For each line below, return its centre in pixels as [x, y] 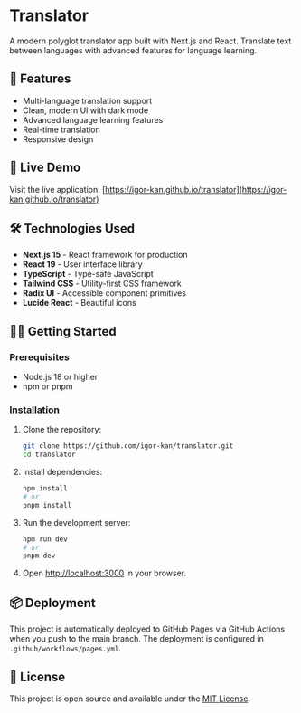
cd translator [49, 455]
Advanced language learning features [93, 119]
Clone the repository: [62, 430]
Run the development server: [76, 522]
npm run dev [45, 539]
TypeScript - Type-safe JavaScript [88, 274]
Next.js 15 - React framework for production [105, 255]
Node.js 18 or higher [60, 377]
